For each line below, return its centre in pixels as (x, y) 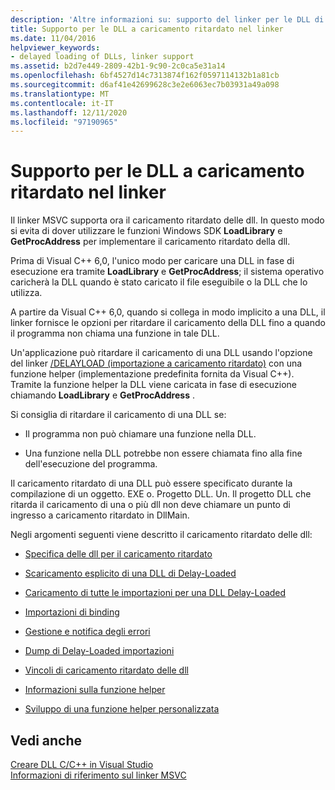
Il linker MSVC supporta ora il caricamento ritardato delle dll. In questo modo (167, 220)
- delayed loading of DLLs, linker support (102, 57)
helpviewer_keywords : (55, 47)
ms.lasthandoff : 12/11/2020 (69, 112)
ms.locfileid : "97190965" (64, 122)
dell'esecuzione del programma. (91, 464)
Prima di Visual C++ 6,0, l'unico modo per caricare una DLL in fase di (152, 261)
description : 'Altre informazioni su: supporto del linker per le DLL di (167, 19)
